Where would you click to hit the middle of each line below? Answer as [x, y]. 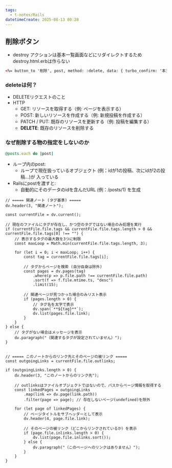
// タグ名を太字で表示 [53, 304]
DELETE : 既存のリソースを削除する [57, 128]
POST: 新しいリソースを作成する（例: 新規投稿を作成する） [82, 115]
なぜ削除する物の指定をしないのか [47, 143]
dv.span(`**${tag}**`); [58, 309]
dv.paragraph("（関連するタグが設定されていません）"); [68, 338]
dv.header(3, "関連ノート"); [35, 206]
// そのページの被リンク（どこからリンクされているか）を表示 [80, 428]
